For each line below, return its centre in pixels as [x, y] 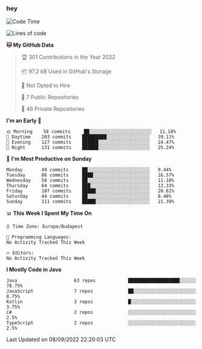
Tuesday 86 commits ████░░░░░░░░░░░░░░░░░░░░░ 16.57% [90, 175]
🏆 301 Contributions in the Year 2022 [68, 57]
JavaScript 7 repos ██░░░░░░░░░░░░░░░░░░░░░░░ [101, 292]
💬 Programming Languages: [39, 237]
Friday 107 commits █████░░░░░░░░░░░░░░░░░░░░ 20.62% [90, 191]
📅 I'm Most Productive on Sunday [49, 159]
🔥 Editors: [20, 253]
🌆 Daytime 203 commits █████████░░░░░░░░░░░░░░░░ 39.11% [90, 137]
